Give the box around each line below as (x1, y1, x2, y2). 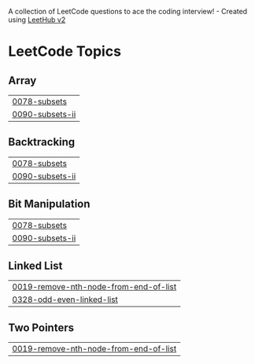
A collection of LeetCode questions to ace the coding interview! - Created (8, 7, 248, 16)
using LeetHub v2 (8, 15, 66, 24)
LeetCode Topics (8, 42, 122, 61)
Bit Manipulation (8, 197, 91, 211)
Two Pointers (8, 321, 75, 334)
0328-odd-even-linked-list (12, 294, 118, 305)
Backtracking (8, 135, 76, 149)
